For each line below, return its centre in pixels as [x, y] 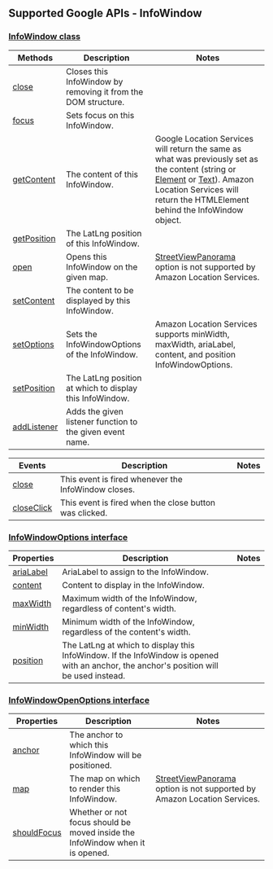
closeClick [32, 507]
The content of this [102, 174]
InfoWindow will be [106, 755]
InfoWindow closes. [97, 489]
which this [89, 745]
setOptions [33, 344]
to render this [95, 789]
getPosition [34, 238]
